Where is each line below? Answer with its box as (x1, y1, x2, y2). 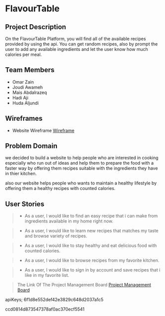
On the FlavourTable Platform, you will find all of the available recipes (5, 36, 146, 42)
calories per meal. (5, 51, 42, 57)
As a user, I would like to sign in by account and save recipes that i (24, 267, 161, 273)
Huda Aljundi (12, 100, 39, 106)
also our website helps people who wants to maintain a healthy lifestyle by (5, 180, 157, 186)
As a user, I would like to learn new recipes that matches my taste (24, 228, 159, 234)
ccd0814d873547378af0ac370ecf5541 (5, 306, 85, 312)
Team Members (5, 66, 55, 74)
